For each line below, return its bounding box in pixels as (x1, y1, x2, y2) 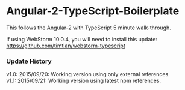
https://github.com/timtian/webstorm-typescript (6, 42, 125, 49)
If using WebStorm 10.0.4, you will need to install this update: (6, 35, 158, 43)
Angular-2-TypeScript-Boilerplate (6, 4, 180, 18)
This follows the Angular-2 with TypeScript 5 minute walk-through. (6, 24, 172, 31)
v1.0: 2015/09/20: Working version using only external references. (6, 71, 170, 78)
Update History (6, 57, 52, 65)
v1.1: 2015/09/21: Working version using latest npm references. (6, 77, 161, 85)
